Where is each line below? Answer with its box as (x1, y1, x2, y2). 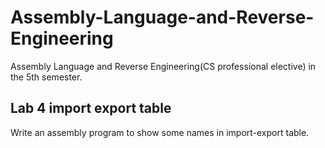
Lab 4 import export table (10, 100, 172, 117)
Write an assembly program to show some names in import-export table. (10, 126, 310, 138)
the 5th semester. (10, 71, 83, 83)
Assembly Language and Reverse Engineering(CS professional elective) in (10, 60, 317, 72)
